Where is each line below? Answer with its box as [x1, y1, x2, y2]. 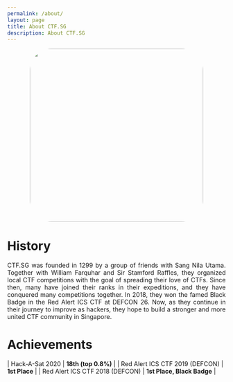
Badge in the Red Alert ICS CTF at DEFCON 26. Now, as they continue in [7, 298, 226, 307]
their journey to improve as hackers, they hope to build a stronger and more [7, 305, 226, 313]
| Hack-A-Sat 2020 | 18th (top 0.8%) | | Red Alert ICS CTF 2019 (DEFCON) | [7, 360, 224, 368]
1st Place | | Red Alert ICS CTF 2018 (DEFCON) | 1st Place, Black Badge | [7, 367, 216, 376]
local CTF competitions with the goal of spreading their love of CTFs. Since [7, 276, 226, 284]
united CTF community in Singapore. [7, 313, 112, 321]
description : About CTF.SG [7, 29, 85, 37]
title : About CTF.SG [7, 23, 67, 30]
